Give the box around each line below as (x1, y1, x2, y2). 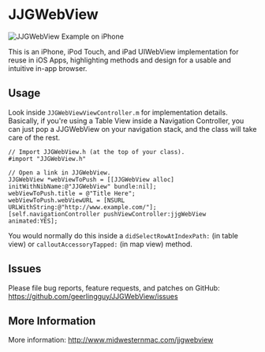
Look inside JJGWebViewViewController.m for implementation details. (8, 107, 228, 117)
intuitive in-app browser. (8, 63, 88, 73)
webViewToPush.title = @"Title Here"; (8, 189, 136, 197)
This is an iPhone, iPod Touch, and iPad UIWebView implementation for (8, 47, 239, 56)
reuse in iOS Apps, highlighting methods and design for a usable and (8, 55, 231, 65)
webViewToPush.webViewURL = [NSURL (8, 196, 125, 204)
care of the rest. (8, 133, 61, 142)
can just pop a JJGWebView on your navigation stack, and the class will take (8, 124, 257, 133)
